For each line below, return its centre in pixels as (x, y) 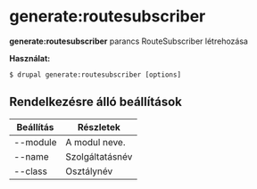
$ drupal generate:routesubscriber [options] (95, 74)
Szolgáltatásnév (99, 156)
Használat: (30, 58)
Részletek (99, 127)
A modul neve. (95, 142)
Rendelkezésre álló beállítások (96, 102)
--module (35, 142)
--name (31, 156)
